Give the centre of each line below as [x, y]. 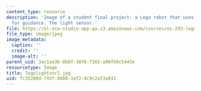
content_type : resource [36, 12]
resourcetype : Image [32, 67]
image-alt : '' [29, 56]
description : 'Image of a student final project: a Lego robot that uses [100, 17]
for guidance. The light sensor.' [54, 23]
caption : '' [27, 45]
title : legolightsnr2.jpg [38, 73]
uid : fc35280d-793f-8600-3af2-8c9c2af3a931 [61, 78]
